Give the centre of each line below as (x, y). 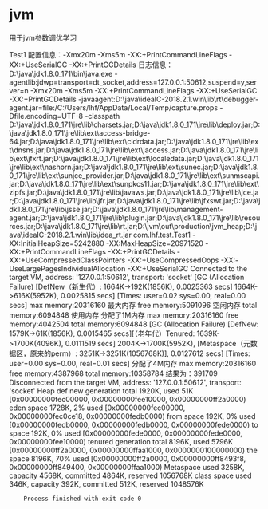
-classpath (102, 116)
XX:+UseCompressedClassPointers (67, 260)
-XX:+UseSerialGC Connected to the (187, 268)
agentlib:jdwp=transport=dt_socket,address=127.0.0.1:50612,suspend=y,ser (133, 82)
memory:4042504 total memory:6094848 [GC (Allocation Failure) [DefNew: (134, 324)
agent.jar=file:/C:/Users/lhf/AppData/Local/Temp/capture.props (114, 107)
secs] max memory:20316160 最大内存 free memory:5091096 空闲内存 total (133, 305)
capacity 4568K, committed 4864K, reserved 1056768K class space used (130, 475)
